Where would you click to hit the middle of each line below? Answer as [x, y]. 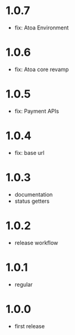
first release [30, 326]
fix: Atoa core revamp [42, 69]
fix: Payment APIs [37, 111]
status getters [32, 201]
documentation [34, 194]
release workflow [36, 243]
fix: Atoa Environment [41, 28]
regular [23, 284]
